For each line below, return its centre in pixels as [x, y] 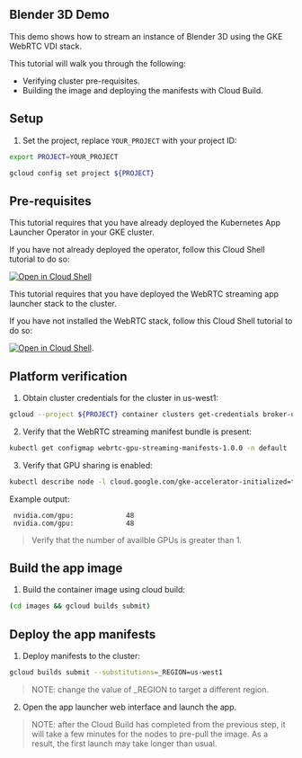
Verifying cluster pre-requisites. [81, 81]
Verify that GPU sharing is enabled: [87, 465]
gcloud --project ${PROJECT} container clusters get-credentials [134, 415]
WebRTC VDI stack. [46, 46]
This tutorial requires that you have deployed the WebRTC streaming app [144, 294]
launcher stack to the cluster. [63, 304]
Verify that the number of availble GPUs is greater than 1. [137, 540]
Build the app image [66, 569]
